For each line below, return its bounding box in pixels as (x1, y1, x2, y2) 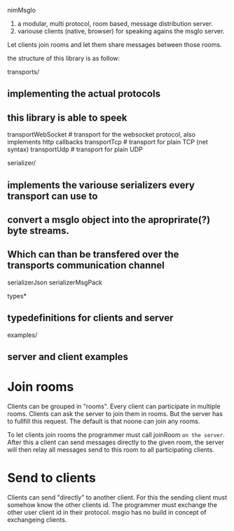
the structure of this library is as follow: (7, 54, 121, 62)
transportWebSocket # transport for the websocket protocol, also (7, 130, 196, 139)
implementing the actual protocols (7, 88, 161, 100)
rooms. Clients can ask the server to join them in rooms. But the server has (7, 409, 223, 418)
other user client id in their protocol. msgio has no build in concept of (7, 508, 207, 516)
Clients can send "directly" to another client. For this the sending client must (7, 493, 228, 502)
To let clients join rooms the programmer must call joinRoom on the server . (7, 430, 226, 439)
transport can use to (7, 190, 98, 202)
